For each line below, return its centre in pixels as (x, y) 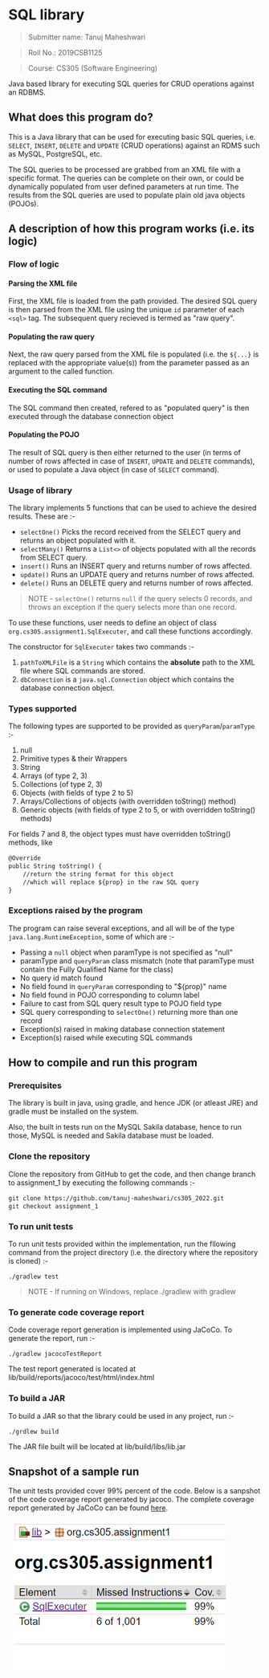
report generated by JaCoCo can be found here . (88, 1508)
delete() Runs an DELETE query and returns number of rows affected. (137, 583)
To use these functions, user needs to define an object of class (112, 623)
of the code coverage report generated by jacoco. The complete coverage (131, 1500)
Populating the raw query (51, 336)
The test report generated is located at (72, 1369)
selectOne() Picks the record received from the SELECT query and (130, 532)
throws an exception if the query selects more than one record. (132, 607)
